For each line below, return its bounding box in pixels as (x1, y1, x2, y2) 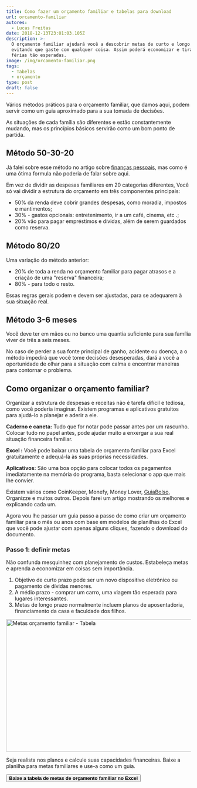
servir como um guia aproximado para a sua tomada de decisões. (6, 107, 165, 114)
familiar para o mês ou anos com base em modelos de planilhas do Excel (6, 519, 182, 526)
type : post (6, 80, 33, 86)
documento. (6, 531, 35, 538)
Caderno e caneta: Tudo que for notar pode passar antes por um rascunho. (6, 423, 189, 430)
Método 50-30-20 (6, 148, 74, 158)
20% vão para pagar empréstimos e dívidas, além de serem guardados (14, 218, 186, 225)
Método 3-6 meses (6, 314, 77, 324)
